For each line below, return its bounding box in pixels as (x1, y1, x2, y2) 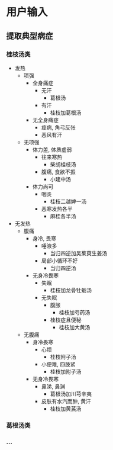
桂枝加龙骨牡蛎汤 (50, 287, 92, 294)
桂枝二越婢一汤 (50, 198, 87, 205)
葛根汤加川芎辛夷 (50, 390, 92, 397)
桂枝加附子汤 (50, 368, 82, 375)
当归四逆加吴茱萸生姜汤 (50, 249, 108, 256)
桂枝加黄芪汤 (50, 405, 82, 412)
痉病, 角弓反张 (41, 124, 76, 131)
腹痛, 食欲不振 (41, 168, 76, 175)
